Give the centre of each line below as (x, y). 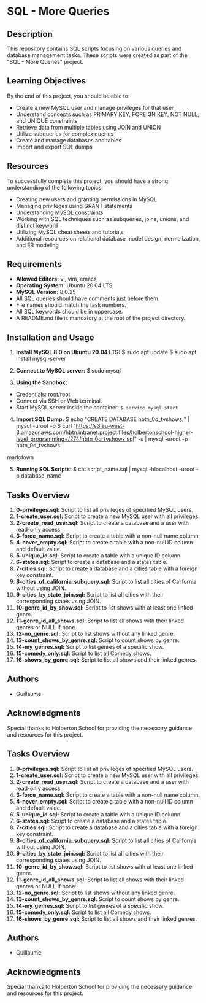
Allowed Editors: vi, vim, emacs (56, 279)
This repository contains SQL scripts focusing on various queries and (94, 48)
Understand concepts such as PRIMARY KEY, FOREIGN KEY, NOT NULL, (107, 114)
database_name (41, 476)
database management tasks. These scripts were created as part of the (97, 55)
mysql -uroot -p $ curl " (46, 426)
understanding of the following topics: (55, 187)
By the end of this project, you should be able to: (68, 96)
